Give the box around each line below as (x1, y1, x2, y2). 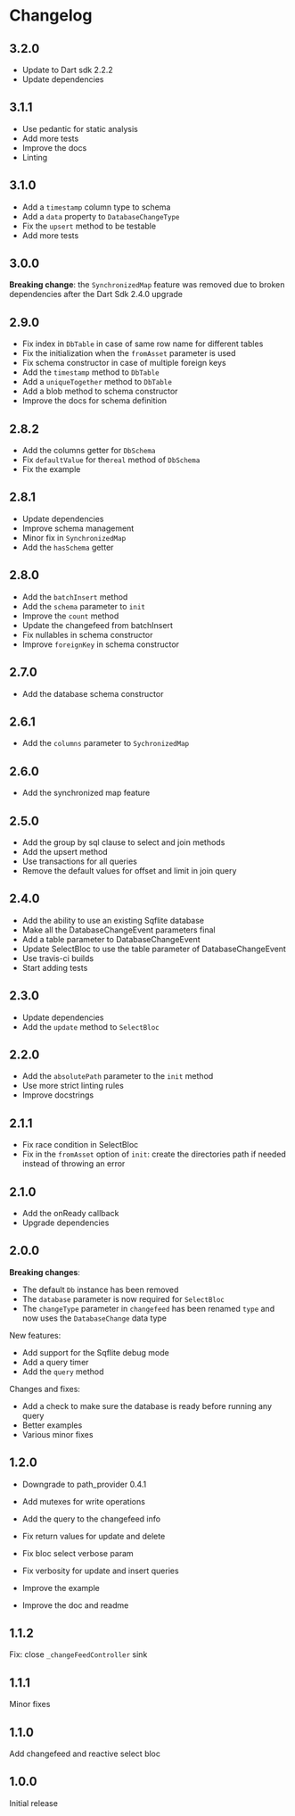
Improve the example (21, 1582, 100, 1593)
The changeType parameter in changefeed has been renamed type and (21, 1303, 275, 1314)
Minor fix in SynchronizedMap (21, 532, 127, 543)
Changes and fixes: (9, 1383, 80, 1394)
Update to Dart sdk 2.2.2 (21, 64, 113, 75)
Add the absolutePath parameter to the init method (21, 1071, 214, 1082)
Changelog (9, 5, 93, 26)
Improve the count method (21, 610, 119, 621)
